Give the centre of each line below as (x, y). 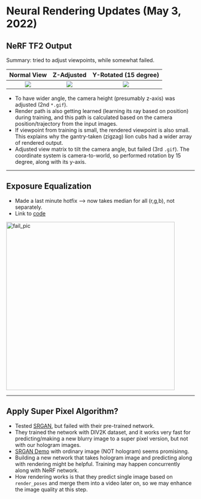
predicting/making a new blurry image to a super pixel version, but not (101, 439)
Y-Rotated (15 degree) (126, 75)
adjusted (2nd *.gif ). (41, 105)
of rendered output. (39, 143)
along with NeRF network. (47, 470)
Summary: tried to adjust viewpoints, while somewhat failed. (80, 60)
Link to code (30, 213)
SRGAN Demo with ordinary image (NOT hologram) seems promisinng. (102, 451)
